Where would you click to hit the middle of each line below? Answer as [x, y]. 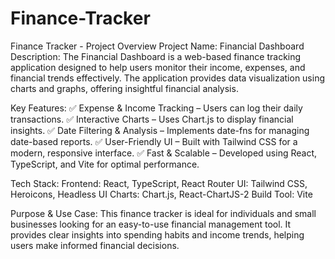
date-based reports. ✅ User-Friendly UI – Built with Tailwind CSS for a [154, 141]
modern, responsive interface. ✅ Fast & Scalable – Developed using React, [164, 153]
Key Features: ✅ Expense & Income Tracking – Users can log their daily [156, 108]
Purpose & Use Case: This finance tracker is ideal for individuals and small [163, 213]
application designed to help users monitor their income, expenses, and [158, 67]
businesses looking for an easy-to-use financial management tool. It [151, 224]
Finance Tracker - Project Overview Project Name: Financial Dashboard [157, 46]
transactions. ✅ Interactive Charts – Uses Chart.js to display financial [152, 119]
